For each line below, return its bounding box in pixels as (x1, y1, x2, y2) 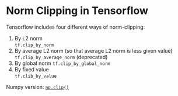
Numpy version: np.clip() (6, 83, 69, 90)
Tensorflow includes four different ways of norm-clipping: (6, 23, 145, 30)
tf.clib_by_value (14, 73, 57, 79)
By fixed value (14, 66, 49, 73)
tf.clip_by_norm (14, 42, 54, 48)
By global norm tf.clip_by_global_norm (14, 60, 110, 67)
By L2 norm (14, 35, 43, 42)
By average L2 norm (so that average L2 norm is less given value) (14, 47, 173, 54)
